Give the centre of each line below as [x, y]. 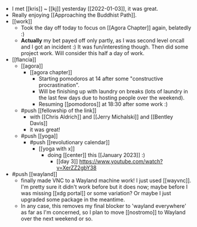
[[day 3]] [67, 161]
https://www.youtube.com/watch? [121, 161]
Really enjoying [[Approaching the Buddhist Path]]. [74, 15]
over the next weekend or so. [57, 219]
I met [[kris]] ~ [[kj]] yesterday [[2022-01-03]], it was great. [85, 9]
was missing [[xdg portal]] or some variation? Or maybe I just [96, 193]
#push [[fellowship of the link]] [59, 111]
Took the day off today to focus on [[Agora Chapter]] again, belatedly [106, 28]
